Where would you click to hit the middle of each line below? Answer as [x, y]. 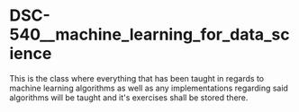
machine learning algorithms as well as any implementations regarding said [149, 88]
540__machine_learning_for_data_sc [149, 34]
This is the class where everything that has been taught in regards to [136, 78]
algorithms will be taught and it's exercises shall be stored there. [129, 97]
